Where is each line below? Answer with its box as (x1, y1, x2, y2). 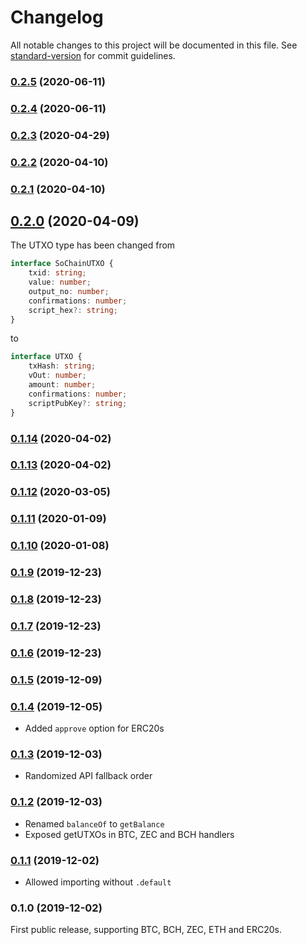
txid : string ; (28, 268, 87, 278)
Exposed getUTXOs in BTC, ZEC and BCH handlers (24, 828, 235, 840)
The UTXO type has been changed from (10, 239, 176, 251)
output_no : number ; (28, 286, 110, 296)
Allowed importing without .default (24, 876, 172, 888)
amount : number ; (28, 380, 97, 390)
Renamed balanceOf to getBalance (24, 817, 165, 830)
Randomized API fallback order (24, 770, 153, 782)
